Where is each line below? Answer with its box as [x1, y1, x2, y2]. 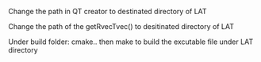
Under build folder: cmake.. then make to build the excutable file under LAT [8, 37, 254, 46]
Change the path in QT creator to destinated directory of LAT [8, 7, 208, 16]
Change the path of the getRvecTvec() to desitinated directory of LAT [8, 22, 234, 31]
